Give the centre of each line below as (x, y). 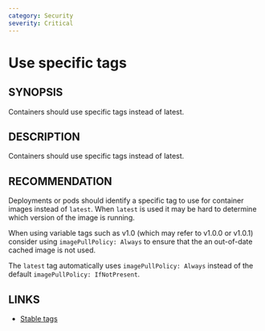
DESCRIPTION (44, 137)
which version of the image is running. (71, 218)
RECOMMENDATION (60, 181)
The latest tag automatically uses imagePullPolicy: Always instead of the (131, 266)
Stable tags (39, 318)
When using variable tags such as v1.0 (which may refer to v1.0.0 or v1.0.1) (131, 233)
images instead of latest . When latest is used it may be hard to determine (132, 209)
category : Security (41, 16)
